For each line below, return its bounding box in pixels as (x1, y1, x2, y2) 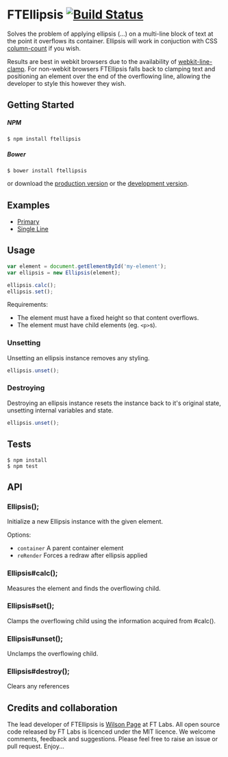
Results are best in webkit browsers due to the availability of (7, 57, 177, 65)
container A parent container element (16, 544, 124, 552)
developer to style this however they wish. (7, 79, 127, 87)
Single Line (16, 225, 49, 233)
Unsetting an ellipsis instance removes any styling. (7, 353, 150, 362)
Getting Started (7, 100, 75, 111)
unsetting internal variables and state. (7, 406, 114, 415)
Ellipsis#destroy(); (7, 666, 70, 676)
